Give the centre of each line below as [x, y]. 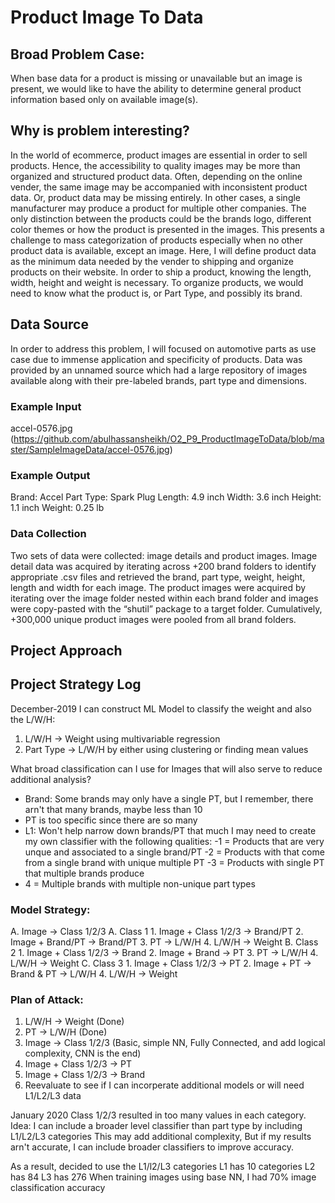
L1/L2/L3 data [53, 1096]
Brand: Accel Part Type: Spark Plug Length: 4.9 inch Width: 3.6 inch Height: [166, 497]
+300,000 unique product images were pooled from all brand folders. [153, 619]
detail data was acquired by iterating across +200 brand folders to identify [163, 566]
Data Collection [48, 534]
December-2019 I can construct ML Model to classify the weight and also [161, 708]
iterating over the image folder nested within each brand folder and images [164, 598]
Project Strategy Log [76, 684]
